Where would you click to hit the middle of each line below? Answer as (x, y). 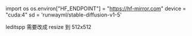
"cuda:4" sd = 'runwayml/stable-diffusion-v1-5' (64, 15)
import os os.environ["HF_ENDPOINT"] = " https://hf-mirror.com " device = (96, 9)
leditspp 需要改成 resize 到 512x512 (48, 27)
